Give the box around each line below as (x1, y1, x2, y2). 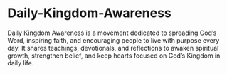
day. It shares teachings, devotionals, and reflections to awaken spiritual (7, 43, 219, 52)
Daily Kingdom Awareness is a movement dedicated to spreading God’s (7, 28, 217, 37)
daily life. (7, 58, 34, 67)
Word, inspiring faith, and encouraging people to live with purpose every (7, 36, 220, 44)
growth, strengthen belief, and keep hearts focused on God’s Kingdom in (7, 51, 221, 60)
